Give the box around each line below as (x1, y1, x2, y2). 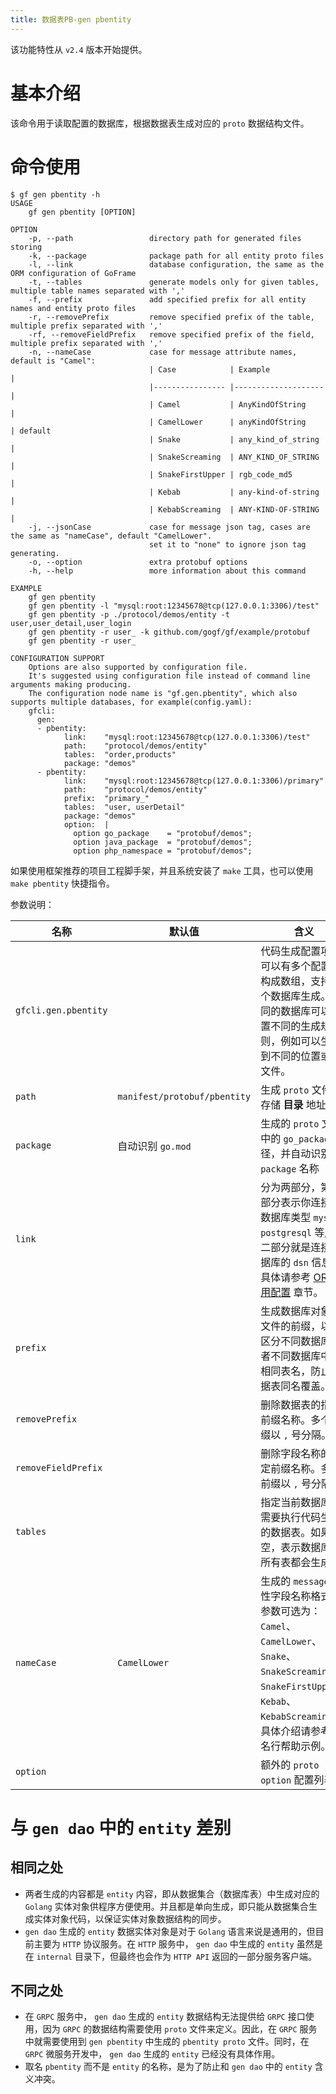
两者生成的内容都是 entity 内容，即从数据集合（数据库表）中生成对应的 (24, 1887, 320, 1900)
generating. (10, 548, 60, 558)
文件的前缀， (260, 1319, 322, 1333)
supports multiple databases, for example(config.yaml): (10, 697, 253, 707)
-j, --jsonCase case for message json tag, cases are (28, 522, 311, 532)
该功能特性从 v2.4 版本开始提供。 (10, 43, 148, 55)
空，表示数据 (260, 1540, 322, 1554)
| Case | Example (148, 364, 271, 375)
